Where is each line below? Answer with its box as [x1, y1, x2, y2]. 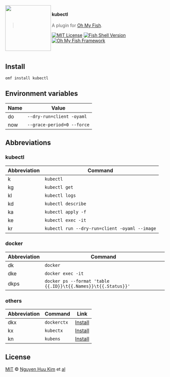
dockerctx [45, 320, 68, 325]
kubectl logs [45, 192, 76, 198]
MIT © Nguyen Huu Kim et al [5, 366, 66, 372]
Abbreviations [5, 139, 51, 147]
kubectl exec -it [45, 217, 87, 223]
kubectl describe [45, 200, 87, 207]
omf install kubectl [5, 76, 49, 81]
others [5, 297, 22, 304]
